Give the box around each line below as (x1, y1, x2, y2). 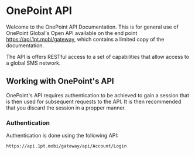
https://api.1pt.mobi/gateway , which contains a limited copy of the (6, 36, 165, 43)
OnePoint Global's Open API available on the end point (6, 29, 138, 36)
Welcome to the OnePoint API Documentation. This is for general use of (6, 23, 179, 30)
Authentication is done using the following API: (6, 132, 119, 139)
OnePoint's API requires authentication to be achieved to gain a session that (6, 91, 189, 98)
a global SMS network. (6, 59, 61, 66)
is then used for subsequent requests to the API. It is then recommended (6, 98, 182, 105)
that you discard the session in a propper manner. (6, 104, 126, 111)
